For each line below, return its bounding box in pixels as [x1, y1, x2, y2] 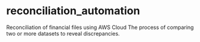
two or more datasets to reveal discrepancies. [6, 30, 120, 37]
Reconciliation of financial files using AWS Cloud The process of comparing [6, 24, 194, 31]
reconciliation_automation [6, 4, 140, 18]
